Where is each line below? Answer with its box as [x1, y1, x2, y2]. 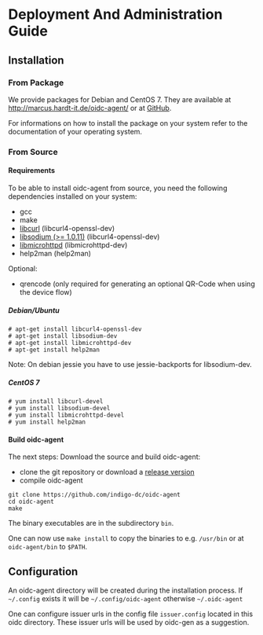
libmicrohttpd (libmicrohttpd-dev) [19, 240, 128, 249]
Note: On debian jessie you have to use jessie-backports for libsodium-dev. [8, 359, 253, 369]
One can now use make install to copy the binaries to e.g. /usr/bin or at [8, 534, 245, 543]
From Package [8, 77, 64, 88]
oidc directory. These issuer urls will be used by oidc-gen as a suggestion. [8, 617, 250, 626]
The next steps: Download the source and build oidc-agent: [8, 452, 201, 461]
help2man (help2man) [19, 249, 92, 258]
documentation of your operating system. [8, 127, 143, 136]
